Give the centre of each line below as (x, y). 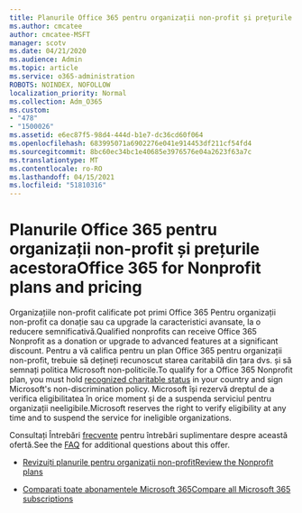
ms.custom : (30, 110)
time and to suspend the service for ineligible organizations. (120, 418)
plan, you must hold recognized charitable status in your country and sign (146, 380)
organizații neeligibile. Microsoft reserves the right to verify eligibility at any (148, 408)
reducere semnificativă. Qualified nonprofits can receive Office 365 (133, 332)
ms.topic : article (44, 69)
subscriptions (48, 499)
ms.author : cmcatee (46, 26)
